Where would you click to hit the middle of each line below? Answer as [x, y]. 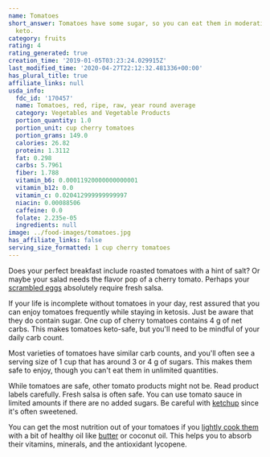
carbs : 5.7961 [39, 166]
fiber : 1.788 [37, 173]
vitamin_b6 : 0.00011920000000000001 [77, 181]
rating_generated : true [48, 53]
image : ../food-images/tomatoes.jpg [70, 233]
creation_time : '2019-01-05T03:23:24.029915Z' [88, 61]
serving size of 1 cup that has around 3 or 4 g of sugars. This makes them [130, 361]
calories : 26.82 [43, 143]
